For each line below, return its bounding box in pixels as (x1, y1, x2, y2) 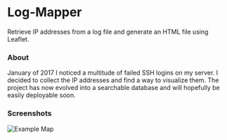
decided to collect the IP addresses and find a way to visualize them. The (7, 76, 219, 84)
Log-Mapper (7, 4, 82, 20)
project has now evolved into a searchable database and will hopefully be (7, 84, 220, 92)
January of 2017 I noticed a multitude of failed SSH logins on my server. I (7, 68, 219, 77)
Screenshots (7, 108, 52, 118)
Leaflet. (7, 34, 30, 43)
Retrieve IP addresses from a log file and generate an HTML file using (7, 27, 209, 36)
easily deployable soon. (7, 91, 76, 99)
